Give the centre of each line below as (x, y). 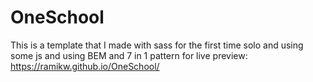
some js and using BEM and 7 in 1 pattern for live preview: (129, 55)
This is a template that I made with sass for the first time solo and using (157, 45)
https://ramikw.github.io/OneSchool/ (85, 66)
